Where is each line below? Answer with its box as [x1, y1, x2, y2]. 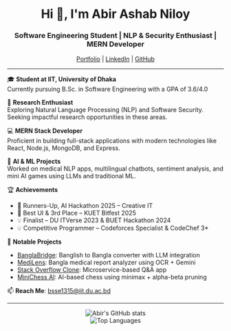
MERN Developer [87, 39, 144, 49]
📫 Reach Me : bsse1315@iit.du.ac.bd [7, 287, 111, 295]
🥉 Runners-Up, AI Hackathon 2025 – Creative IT [16, 202, 153, 210]
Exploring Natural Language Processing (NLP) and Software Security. [7, 106, 204, 114]
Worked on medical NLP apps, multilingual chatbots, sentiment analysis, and [7, 164, 223, 173]
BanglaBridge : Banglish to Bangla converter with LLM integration [16, 251, 201, 259]
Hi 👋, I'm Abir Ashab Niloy [41, 6, 190, 22]
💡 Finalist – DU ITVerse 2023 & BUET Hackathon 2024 [16, 216, 171, 224]
